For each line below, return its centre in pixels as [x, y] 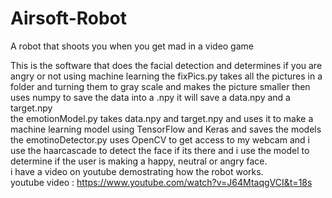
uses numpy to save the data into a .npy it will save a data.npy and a [150, 97]
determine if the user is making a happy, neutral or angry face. [139, 161]
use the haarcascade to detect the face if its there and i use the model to [160, 150]
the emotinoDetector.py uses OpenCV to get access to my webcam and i [160, 139]
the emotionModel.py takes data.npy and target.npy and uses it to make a [162, 118]
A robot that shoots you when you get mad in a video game [132, 46]
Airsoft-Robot [69, 18]
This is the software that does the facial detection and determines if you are [166, 65]
